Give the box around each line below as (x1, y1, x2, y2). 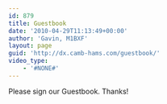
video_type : (8, 57, 48, 65)
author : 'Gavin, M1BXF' (8, 34, 89, 43)
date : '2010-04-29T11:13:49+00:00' (8, 27, 128, 35)
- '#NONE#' (23, 64, 60, 73)
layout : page (8, 42, 52, 50)
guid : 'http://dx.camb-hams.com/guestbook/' (8, 49, 161, 57)
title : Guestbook (8, 19, 67, 27)
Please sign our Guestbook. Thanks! (8, 86, 129, 96)
